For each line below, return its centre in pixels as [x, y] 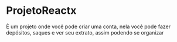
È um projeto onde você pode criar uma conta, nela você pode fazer [88, 26]
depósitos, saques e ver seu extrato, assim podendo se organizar [85, 32]
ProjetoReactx [41, 11]
